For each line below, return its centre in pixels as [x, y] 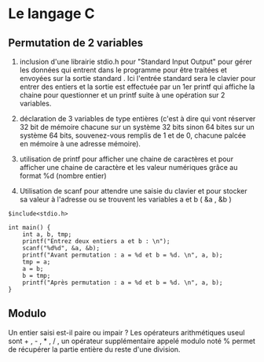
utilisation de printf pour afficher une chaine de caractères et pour [126, 159]
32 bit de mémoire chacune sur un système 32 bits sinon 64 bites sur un [137, 127]
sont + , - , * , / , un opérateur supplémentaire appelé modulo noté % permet [132, 341]
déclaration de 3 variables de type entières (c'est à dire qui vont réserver [137, 118]
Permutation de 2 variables [76, 43]
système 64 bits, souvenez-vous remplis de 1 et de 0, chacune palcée [132, 135]
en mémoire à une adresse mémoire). [80, 144]
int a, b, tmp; [47, 235]
